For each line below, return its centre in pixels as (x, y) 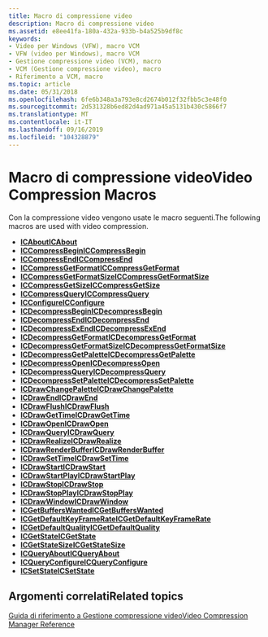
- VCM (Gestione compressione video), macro (85, 69)
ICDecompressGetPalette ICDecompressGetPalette (108, 354)
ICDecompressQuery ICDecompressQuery (93, 371)
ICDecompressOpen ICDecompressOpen (90, 362)
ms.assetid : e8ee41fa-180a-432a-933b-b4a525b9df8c (96, 31)
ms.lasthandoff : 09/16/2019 (56, 130)
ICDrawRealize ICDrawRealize (71, 441)
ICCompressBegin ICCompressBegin (83, 250)
